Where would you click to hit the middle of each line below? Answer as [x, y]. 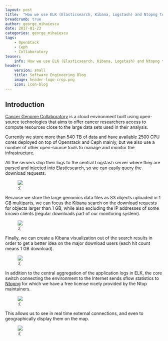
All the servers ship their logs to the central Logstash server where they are [83, 163]
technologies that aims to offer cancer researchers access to [83, 122]
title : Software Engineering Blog [50, 75]
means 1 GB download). [29, 249]
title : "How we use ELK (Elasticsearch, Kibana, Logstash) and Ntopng [81, 15]
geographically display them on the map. [47, 319]
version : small [30, 71]
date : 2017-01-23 [23, 29]
